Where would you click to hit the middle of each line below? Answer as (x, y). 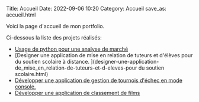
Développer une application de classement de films (77, 93)
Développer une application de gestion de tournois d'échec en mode (98, 80)
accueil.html (21, 15)
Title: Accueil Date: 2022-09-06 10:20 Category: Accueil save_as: (86, 9)
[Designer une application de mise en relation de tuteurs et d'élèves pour (104, 55)
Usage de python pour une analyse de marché (71, 49)
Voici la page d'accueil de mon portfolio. (55, 26)
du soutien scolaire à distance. (52, 62)
